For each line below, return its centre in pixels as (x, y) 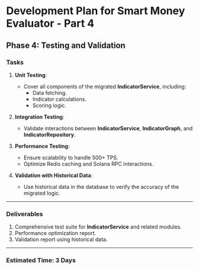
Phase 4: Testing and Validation (66, 45)
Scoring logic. (49, 105)
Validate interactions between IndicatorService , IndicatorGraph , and (108, 128)
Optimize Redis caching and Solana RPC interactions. (89, 163)
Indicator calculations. (60, 99)
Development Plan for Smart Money (96, 11)
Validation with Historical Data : (54, 175)
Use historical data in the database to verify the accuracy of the (101, 187)
